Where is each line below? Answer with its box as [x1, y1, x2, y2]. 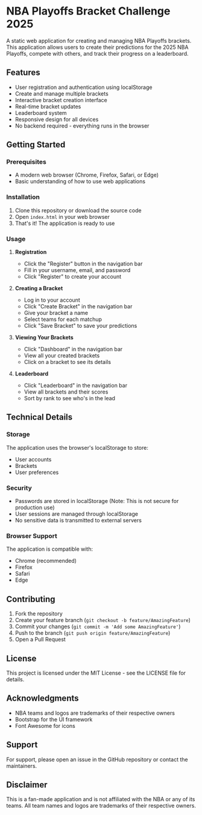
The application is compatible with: [6, 545, 93, 553]
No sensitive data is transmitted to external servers [14, 517, 142, 524]
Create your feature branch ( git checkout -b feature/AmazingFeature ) [14, 617, 191, 624]
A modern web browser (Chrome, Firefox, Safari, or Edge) [14, 171, 159, 179]
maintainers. [6, 762, 37, 769]
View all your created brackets [24, 352, 100, 359]
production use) [14, 504, 55, 511]
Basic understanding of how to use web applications [14, 178, 146, 185]
